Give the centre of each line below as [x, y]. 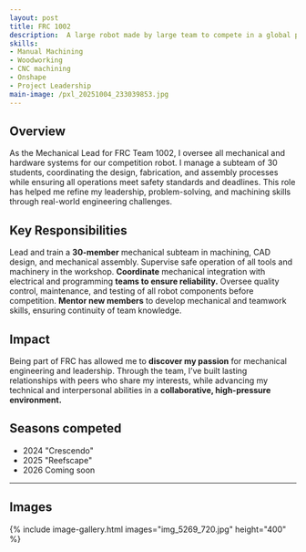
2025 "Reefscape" [57, 460]
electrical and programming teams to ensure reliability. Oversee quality [144, 281]
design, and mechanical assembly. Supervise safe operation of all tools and [151, 262]
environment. [36, 400]
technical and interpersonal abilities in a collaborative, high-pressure [140, 390]
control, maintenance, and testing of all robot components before [132, 291]
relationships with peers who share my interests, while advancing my [139, 380]
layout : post [34, 18]
